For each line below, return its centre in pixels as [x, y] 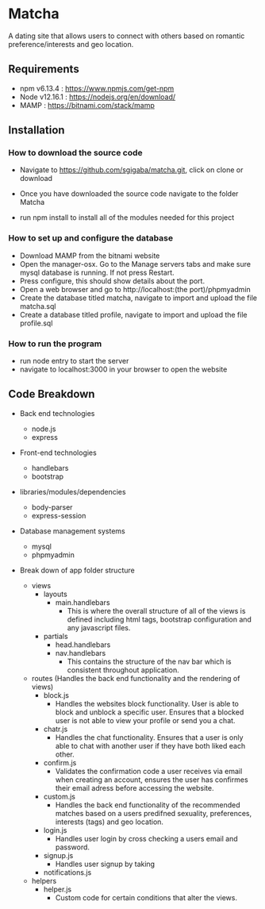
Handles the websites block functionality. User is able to [147, 703]
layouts [55, 594]
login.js [55, 830]
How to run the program [55, 344]
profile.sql [36, 323]
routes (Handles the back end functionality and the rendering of [136, 678]
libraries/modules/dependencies [73, 491]
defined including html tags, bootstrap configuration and [159, 619]
